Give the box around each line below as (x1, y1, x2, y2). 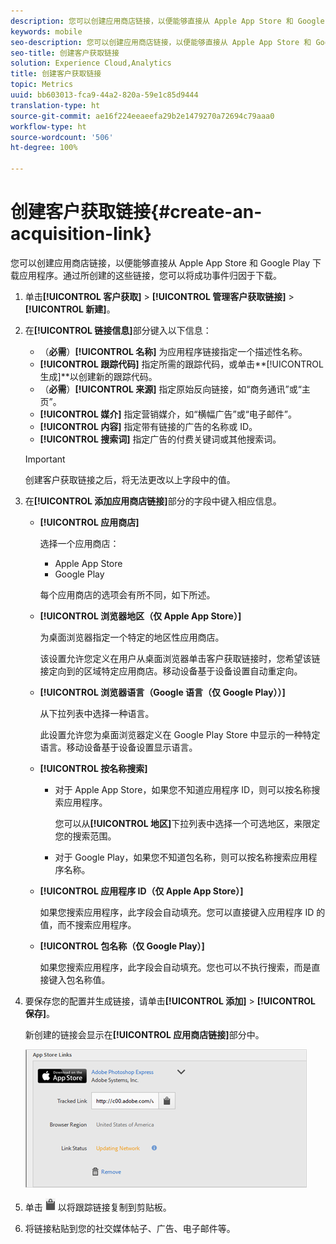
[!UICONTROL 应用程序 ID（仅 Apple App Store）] (39, 885, 244, 897)
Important (24, 453, 66, 465)
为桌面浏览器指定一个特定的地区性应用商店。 (39, 631, 225, 643)
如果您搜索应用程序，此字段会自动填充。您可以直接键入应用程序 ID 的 (39, 906, 326, 918)
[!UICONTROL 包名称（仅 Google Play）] (39, 940, 205, 952)
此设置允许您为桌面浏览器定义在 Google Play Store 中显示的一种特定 (39, 728, 321, 740)
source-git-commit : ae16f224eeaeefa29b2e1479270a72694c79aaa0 (10, 111, 275, 121)
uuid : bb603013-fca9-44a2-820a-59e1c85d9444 (10, 90, 199, 100)
